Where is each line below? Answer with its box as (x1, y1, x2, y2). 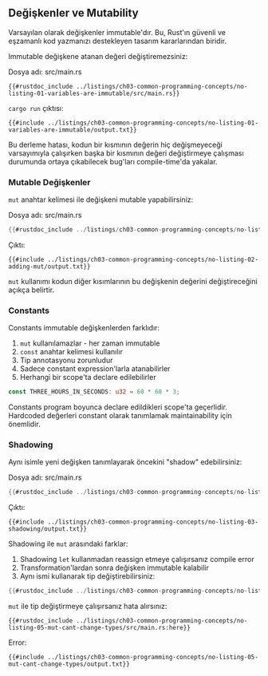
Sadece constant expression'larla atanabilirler (19, 364, 171, 374)
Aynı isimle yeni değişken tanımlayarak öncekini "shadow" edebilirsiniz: (8, 457, 242, 467)
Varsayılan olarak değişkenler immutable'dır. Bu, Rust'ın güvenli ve (8, 27, 226, 37)
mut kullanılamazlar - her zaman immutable (19, 338, 160, 348)
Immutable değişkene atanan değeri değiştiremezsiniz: (8, 51, 188, 61)
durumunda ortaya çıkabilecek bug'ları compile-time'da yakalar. (8, 156, 218, 166)
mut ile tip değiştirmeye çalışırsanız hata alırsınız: (8, 602, 167, 611)
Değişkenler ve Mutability (8, 6, 139, 20)
